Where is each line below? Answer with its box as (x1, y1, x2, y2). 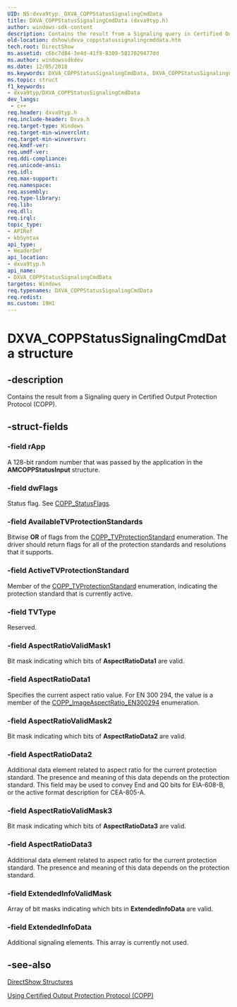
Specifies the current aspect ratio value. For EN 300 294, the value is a (7, 690, 214, 699)
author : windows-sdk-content (7, 23, 93, 30)
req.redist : (7, 293, 42, 301)
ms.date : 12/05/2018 (7, 63, 68, 70)
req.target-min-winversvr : (7, 135, 87, 142)
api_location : (7, 254, 49, 261)
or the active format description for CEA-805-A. (7, 788, 146, 797)
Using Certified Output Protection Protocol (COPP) (7, 991, 154, 1000)
